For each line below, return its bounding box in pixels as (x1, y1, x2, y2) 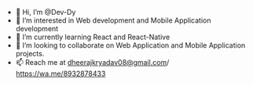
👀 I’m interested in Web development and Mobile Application (15, 16, 211, 25)
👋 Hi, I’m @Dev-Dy (15, 8, 76, 16)
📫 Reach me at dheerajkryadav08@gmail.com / (15, 58, 170, 66)
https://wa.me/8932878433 (15, 69, 106, 78)
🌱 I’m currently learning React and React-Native (15, 32, 170, 41)
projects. (15, 49, 45, 58)
